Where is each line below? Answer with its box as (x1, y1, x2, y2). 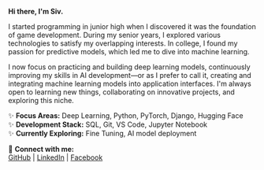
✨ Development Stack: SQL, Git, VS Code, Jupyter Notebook (8, 120, 208, 129)
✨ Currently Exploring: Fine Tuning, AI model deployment (8, 129, 197, 138)
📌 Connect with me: (8, 145, 75, 153)
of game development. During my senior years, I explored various (8, 31, 221, 39)
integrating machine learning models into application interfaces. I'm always (8, 79, 252, 88)
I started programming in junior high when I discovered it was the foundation (8, 22, 256, 31)
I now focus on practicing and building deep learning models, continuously (8, 62, 251, 72)
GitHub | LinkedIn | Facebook (8, 153, 103, 162)
